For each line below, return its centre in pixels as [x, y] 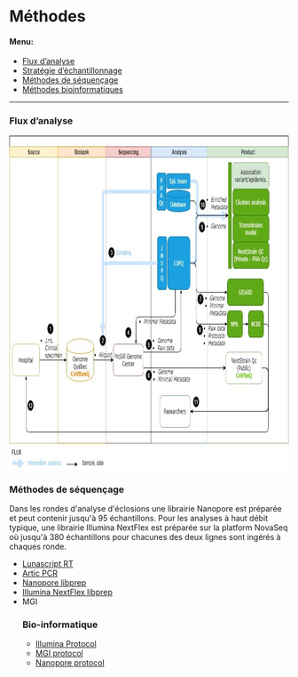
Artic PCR [40, 573]
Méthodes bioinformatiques [73, 90]
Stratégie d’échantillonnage [72, 71]
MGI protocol [59, 653]
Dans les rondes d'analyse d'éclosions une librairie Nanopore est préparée [145, 508]
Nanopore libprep [54, 582]
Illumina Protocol [66, 644]
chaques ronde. [38, 546]
